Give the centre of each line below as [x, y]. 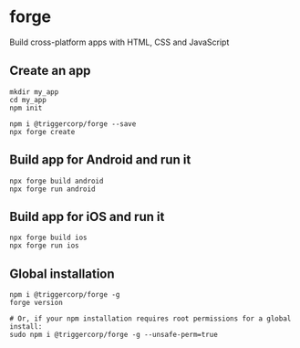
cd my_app [28, 100]
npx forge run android [52, 189]
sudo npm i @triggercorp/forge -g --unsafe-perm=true [114, 335]
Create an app [50, 71]
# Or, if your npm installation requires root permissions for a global [150, 319]
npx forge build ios [49, 238]
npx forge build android [57, 181]
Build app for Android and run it [100, 160]
